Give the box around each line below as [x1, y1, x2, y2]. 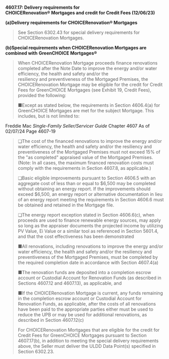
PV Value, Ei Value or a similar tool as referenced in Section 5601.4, [17, 228, 159, 234]
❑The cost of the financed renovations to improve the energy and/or [17, 138, 162, 144]
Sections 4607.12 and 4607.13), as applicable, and [17, 280, 122, 286]
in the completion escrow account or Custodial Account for [17, 295, 142, 302]
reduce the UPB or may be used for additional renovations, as [17, 312, 147, 317]
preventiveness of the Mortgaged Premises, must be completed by [17, 254, 158, 260]
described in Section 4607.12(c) [17, 317, 84, 323]
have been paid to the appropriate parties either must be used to [17, 306, 154, 312]
